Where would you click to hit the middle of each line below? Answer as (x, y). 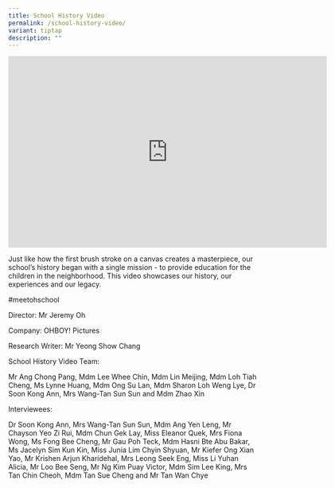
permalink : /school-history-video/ (67, 23)
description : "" (35, 38)
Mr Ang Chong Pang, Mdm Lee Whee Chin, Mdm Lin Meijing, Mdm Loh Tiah (132, 377)
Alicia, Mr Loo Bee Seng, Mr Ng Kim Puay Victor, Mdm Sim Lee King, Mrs (128, 467)
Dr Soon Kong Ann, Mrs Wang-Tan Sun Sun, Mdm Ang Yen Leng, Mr (120, 425)
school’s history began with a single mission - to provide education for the (130, 267)
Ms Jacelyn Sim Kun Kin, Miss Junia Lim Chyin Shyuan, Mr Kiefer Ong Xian (131, 450)
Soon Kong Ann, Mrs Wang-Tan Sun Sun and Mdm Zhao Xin (107, 394)
